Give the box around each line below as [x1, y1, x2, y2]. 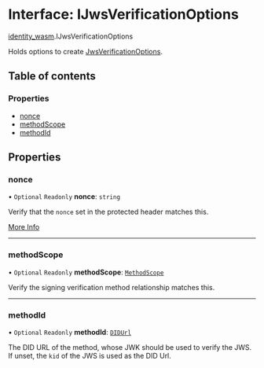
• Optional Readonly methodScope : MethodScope [8, 267, 164, 277]
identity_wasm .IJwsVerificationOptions [8, 31, 134, 41]
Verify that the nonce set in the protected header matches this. [8, 207, 209, 217]
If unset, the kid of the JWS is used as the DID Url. [8, 351, 171, 360]
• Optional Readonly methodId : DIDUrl [8, 327, 132, 337]
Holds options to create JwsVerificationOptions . [8, 46, 163, 56]
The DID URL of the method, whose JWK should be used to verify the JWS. [8, 342, 252, 351]
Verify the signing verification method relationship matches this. [8, 282, 215, 292]
